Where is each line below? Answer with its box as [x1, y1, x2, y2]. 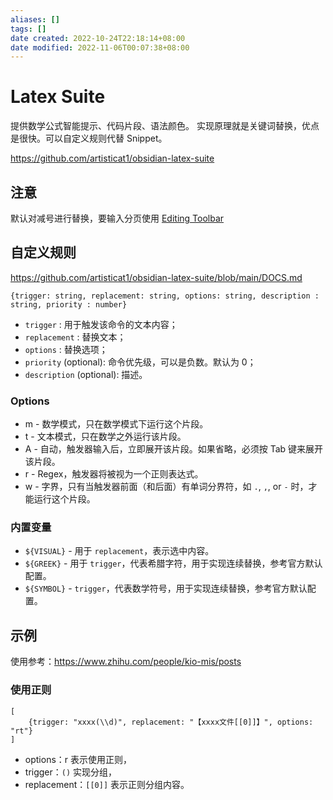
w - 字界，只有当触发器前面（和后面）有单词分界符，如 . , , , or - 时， [24, 481, 309, 493]
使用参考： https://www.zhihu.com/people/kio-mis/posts [10, 656, 242, 668]
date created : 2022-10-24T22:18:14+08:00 [10, 33, 186, 43]
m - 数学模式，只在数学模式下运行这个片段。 [24, 418, 209, 430]
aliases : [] [10, 14, 60, 25]
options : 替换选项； [24, 343, 108, 355]
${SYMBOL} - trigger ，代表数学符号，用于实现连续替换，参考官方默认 [24, 582, 308, 595]
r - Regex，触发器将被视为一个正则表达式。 [24, 468, 204, 480]
